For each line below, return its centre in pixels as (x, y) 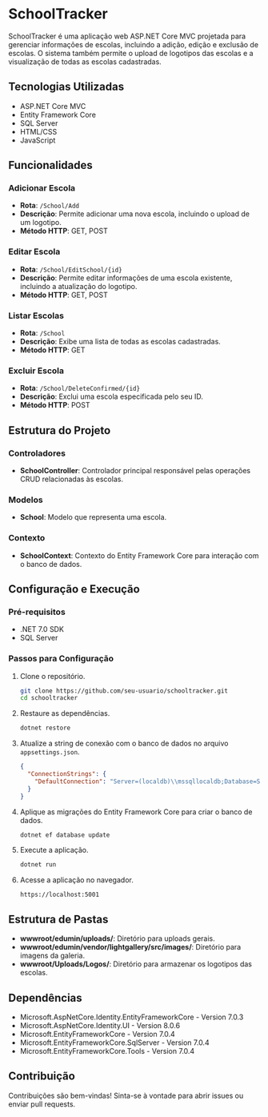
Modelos (26, 500)
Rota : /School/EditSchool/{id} (71, 269)
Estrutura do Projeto (60, 430)
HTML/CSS (38, 131)
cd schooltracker (49, 698)
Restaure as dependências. (65, 713)
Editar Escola (34, 251)
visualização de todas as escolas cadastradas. (85, 62)
